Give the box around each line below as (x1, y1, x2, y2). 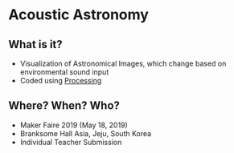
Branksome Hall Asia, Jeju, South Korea (19, 128, 152, 138)
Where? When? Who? (8, 99, 121, 113)
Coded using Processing (19, 76, 102, 85)
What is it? (8, 38, 63, 51)
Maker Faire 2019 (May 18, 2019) (19, 120, 129, 130)
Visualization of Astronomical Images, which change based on (19, 58, 227, 68)
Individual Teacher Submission (19, 137, 122, 147)
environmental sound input (19, 67, 109, 77)
